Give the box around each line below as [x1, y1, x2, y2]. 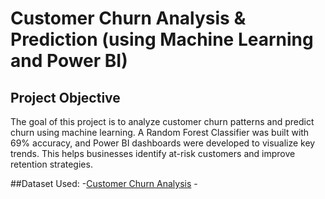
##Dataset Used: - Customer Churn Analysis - [10, 178, 198, 189]
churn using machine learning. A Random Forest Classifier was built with [10, 127, 310, 138]
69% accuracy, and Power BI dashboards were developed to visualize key [10, 137, 316, 149]
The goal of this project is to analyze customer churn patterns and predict [10, 116, 315, 127]
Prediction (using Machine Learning [10, 28, 314, 51]
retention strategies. [10, 158, 93, 170]
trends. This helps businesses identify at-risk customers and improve [10, 148, 296, 159]
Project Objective [10, 89, 121, 106]
